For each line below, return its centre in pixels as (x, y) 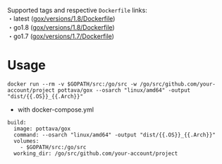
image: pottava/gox (42, 129)
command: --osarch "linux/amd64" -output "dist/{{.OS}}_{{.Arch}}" (115, 135)
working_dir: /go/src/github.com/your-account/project (96, 153)
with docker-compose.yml (55, 110)
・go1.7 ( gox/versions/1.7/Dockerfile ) (61, 36)
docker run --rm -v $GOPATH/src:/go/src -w (72, 84)
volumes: (26, 141)
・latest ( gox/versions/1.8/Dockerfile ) (61, 18)
